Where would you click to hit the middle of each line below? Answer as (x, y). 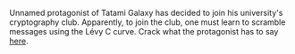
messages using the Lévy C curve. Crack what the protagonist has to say (144, 31)
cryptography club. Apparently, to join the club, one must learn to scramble (147, 22)
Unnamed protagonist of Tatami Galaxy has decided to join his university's (146, 13)
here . (19, 41)
